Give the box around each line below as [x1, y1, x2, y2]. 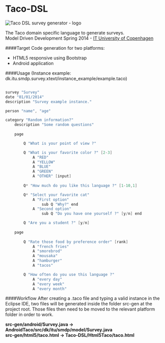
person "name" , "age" [5, 108, 51, 113]
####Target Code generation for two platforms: [5, 45, 105, 51]
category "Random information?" [5, 117, 74, 122]
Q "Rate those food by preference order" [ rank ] [23, 239, 128, 244]
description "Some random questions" [14, 122, 94, 128]
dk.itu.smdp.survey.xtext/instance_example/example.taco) [5, 75, 127, 81]
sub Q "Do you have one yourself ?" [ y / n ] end [41, 211, 142, 216]
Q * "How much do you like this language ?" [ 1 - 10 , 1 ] [23, 183, 138, 188]
